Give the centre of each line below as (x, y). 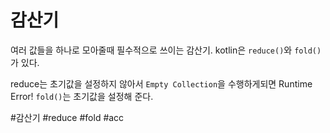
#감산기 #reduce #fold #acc (67, 117)
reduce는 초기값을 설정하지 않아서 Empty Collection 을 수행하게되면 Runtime (161, 83)
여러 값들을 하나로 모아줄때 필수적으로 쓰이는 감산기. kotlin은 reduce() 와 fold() (166, 50)
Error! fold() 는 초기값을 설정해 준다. (82, 96)
